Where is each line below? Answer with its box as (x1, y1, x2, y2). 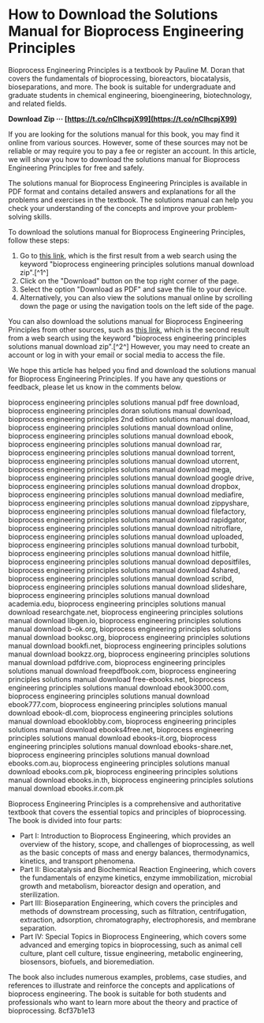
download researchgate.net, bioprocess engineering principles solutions (8, 607, 244, 617)
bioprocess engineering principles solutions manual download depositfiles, (8, 557, 251, 566)
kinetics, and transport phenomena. (19, 856, 136, 866)
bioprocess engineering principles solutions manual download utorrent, (8, 456, 240, 465)
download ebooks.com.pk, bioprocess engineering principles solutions (8, 766, 239, 776)
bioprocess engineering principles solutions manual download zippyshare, (8, 498, 250, 507)
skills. (33, 212, 52, 221)
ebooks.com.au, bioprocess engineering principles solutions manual (8, 758, 230, 768)
